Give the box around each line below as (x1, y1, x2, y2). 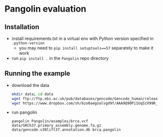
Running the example (4, 69, 71, 78)
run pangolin (11, 109, 37, 115)
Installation (4, 23, 39, 31)
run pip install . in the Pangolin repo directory (11, 55, 109, 61)
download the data (11, 82, 50, 88)
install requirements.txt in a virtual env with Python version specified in (11, 35, 154, 41)
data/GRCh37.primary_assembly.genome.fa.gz (11, 123, 102, 128)
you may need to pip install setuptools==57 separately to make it (18, 45, 154, 51)
